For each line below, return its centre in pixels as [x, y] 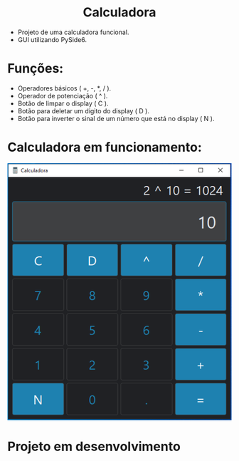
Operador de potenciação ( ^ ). [63, 95]
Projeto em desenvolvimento [94, 447]
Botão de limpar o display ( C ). [63, 103]
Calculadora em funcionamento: [105, 147]
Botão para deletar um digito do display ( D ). [83, 110]
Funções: [36, 69]
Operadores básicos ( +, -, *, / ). [64, 88]
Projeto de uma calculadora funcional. [73, 32]
